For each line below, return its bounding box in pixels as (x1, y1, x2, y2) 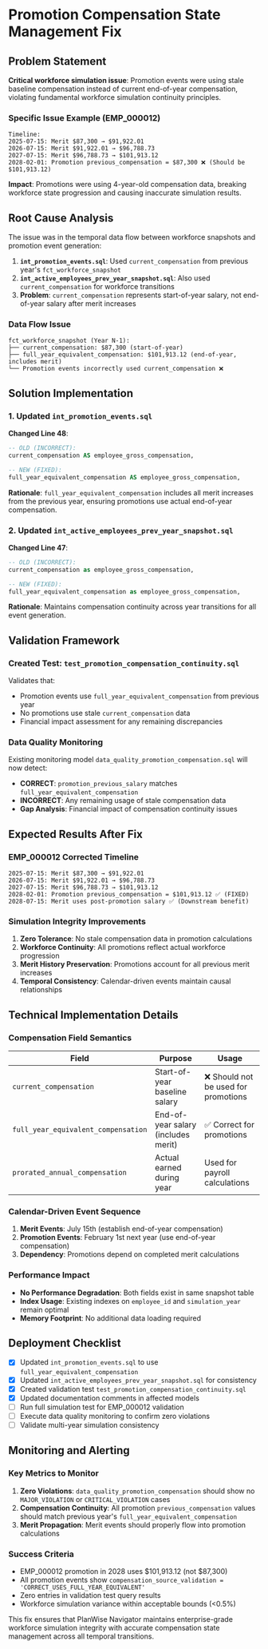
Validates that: (8, 676, 56, 685)
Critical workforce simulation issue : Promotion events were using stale (8, 76, 245, 85)
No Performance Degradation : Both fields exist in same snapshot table (19, 1288, 254, 1297)
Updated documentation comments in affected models (19, 1393, 199, 1403)
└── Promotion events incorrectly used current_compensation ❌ (8, 365, 224, 373)
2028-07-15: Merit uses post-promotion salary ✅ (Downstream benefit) (8, 897, 250, 906)
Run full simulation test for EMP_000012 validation (19, 1402, 185, 1412)
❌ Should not (204, 1071, 254, 1083)
